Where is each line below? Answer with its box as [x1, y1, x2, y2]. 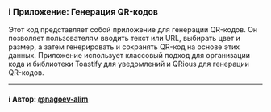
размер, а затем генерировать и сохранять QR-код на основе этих [8, 42, 240, 52]
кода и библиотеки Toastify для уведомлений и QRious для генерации [8, 59, 250, 69]
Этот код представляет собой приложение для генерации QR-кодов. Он [8, 25, 258, 35]
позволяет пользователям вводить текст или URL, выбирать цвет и [8, 34, 240, 44]
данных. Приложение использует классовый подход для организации [8, 51, 251, 60]
